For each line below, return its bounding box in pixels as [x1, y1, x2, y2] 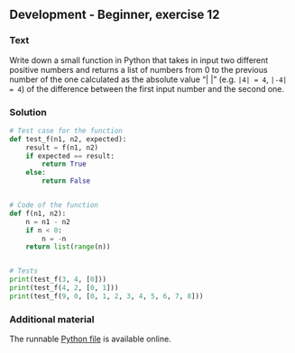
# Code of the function [9, 201, 99, 210]
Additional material [9, 312, 95, 325]
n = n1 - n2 [25, 217, 70, 226]
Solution [9, 105, 48, 118]
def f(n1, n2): [9, 209, 67, 218]
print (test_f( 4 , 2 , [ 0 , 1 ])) [9, 284, 119, 293]
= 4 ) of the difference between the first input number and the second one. [9, 83, 285, 94]
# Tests [9, 267, 39, 276]
